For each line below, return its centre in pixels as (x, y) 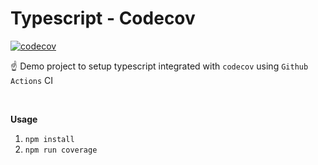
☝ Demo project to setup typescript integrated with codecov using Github (159, 66)
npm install (49, 139)
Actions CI (32, 80)
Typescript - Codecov (103, 18)
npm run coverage (61, 150)
